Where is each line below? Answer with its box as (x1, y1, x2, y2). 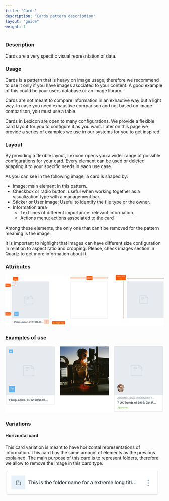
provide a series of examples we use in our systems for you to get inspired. (5, 129, 161, 135)
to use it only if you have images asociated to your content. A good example (5, 82, 162, 88)
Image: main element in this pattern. (12, 183, 87, 189)
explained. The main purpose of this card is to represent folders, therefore (5, 455, 159, 461)
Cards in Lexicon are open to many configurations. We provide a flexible (5, 118, 155, 124)
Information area (12, 204, 47, 210)
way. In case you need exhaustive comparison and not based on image (5, 102, 152, 108)
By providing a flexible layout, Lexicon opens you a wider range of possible (5, 153, 161, 159)
